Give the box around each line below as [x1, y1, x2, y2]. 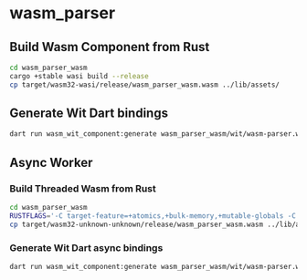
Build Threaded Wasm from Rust [9, 181, 157, 194]
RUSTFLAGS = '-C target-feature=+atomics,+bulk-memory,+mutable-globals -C [9, 211, 297, 221]
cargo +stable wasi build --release [9, 71, 149, 80]
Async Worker [9, 154, 93, 171]
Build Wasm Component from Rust [9, 39, 210, 55]
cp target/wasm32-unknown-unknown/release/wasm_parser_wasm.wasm [9, 220, 263, 229]
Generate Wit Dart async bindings [9, 241, 164, 254]
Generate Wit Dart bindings [9, 106, 169, 121]
